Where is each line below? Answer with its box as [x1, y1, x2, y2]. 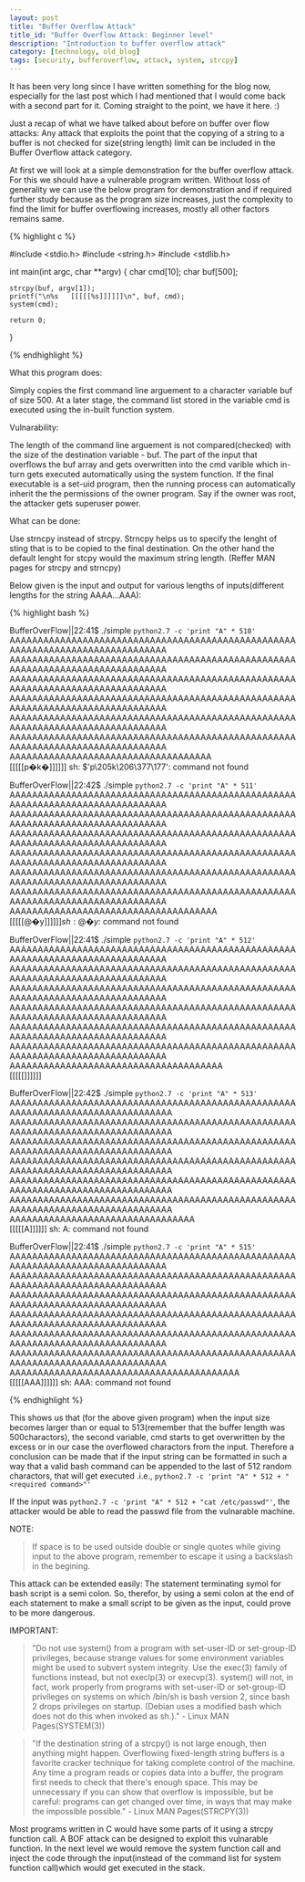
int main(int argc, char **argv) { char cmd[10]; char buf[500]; [9, 267, 239, 277]
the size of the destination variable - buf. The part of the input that [9, 449, 258, 460]
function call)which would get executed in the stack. [9, 1863, 206, 1873]
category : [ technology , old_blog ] [9, 47, 141, 57]
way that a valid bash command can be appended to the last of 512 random [9, 1461, 292, 1471]
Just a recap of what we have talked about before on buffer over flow [9, 118, 270, 129]
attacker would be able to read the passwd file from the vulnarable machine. [9, 1506, 296, 1516]
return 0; [9, 316, 47, 325]
